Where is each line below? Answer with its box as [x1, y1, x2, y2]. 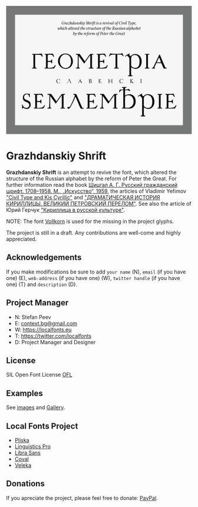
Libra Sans [14, 449, 41, 456]
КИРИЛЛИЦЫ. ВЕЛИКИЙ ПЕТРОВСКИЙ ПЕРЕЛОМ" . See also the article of [6, 200, 192, 207]
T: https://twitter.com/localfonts [14, 332, 92, 339]
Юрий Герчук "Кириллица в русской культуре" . [6, 206, 126, 213]
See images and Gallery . [6, 404, 65, 411]
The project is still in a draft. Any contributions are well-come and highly [6, 229, 181, 236]
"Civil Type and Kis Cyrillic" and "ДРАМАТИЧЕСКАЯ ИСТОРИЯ [6, 193, 160, 200]
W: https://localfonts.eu [14, 326, 72, 333]
